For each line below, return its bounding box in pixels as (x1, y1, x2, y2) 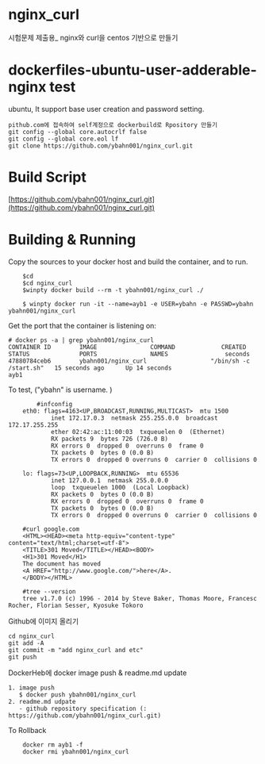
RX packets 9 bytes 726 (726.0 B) (50, 435, 169, 443)
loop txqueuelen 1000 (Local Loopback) (50, 483, 190, 491)
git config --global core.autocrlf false (8, 128, 148, 136)
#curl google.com (22, 525, 80, 533)
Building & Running (8, 231, 136, 248)
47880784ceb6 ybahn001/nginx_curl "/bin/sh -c (8, 357, 250, 365)
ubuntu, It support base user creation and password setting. (8, 104, 205, 113)
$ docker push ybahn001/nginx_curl (18, 690, 136, 699)
